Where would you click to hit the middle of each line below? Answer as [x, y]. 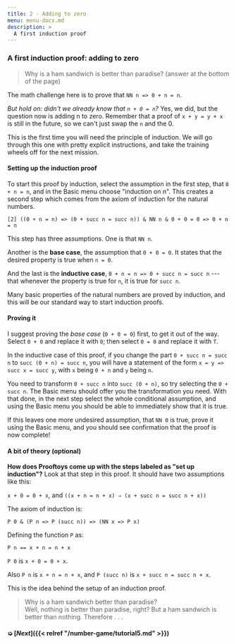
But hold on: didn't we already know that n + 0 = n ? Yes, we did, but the [113, 108]
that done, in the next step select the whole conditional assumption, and [112, 399]
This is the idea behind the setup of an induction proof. [87, 588]
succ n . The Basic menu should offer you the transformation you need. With [117, 391]
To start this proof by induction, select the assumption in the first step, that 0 [118, 183]
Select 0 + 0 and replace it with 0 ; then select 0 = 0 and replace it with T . [113, 341]
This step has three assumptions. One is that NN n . [80, 238]
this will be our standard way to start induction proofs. [86, 302]
